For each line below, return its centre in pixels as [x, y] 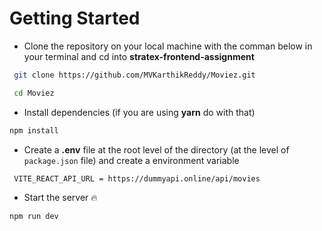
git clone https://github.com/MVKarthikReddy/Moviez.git [134, 75]
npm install [34, 130]
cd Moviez [34, 93]
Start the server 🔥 [60, 198]
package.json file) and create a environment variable [131, 160]
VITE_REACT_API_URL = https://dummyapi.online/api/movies [137, 178]
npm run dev [34, 217]
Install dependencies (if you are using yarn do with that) [139, 112]
